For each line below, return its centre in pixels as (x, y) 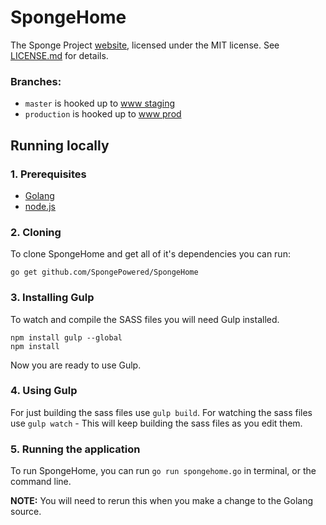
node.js (40, 206)
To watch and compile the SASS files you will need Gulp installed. (145, 319)
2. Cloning (36, 232)
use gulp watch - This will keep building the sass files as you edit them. (156, 423)
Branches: (36, 81)
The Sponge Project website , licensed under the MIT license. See (145, 45)
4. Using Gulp (44, 391)
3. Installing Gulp (52, 298)
